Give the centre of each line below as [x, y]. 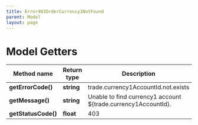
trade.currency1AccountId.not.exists [139, 87]
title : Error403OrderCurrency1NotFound [55, 11]
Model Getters [42, 51]
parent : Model [24, 17]
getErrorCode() [31, 87]
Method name [33, 74]
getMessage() [29, 100]
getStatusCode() [33, 114]
